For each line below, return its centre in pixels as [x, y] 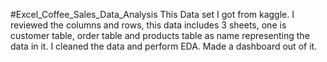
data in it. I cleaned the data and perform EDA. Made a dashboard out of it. [164, 46]
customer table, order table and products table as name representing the [160, 35]
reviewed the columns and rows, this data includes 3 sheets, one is [148, 25]
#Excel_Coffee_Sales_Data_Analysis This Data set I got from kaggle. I [152, 14]
